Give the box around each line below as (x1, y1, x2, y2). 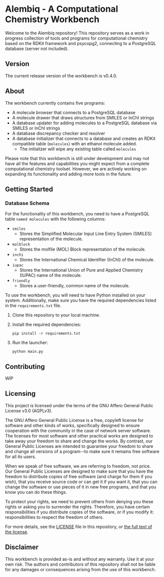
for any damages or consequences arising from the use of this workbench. (5, 566, 156, 572)
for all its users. (5, 454, 36, 460)
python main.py (12, 349, 44, 354)
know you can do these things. (5, 489, 67, 495)
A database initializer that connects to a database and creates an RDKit (12, 136, 156, 141)
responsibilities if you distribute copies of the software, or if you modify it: (5, 509, 154, 515)
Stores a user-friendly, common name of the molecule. (19, 283, 130, 289)
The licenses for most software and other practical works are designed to (5, 433, 153, 439)
